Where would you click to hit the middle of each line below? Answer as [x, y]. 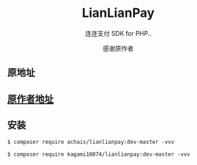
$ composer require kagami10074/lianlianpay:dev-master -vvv [99, 154]
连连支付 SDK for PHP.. [118, 33]
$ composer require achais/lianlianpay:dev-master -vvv [91, 142]
